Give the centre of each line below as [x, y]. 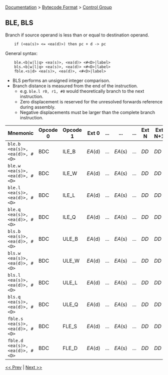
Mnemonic [21, 133]
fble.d [15, 341]
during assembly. [38, 107]
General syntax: [21, 53]
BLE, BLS [19, 23]
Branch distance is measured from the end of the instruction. [75, 86]
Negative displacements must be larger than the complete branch [87, 112]
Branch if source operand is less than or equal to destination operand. [77, 35]
